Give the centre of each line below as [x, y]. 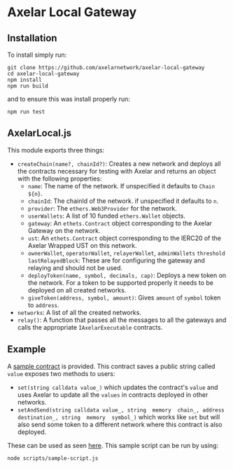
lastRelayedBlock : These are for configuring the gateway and [116, 260]
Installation [32, 38]
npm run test [26, 112]
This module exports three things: [56, 150]
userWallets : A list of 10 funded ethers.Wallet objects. [106, 216]
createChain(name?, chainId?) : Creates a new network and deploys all [119, 163]
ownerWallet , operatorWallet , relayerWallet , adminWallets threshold [126, 253]
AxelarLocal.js [40, 133]
